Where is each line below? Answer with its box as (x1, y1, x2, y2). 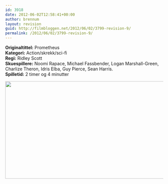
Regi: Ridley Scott (5, 55, 43, 61)
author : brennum (5, 17, 39, 22)
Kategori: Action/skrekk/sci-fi (5, 50, 67, 56)
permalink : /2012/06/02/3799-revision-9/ (5, 31, 93, 36)
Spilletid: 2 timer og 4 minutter (5, 71, 69, 77)
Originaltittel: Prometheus (5, 45, 60, 50)
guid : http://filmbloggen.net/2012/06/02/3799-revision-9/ (5, 26, 131, 31)
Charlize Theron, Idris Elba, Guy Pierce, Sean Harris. (5, 66, 113, 72)
